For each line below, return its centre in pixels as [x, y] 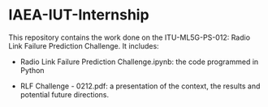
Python [32, 70]
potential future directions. [65, 94]
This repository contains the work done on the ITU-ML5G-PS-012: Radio [129, 37]
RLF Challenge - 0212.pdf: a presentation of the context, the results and [140, 86]
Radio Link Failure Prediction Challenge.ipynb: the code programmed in [139, 62]
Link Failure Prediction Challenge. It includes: [84, 45]
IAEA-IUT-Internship [79, 15]
